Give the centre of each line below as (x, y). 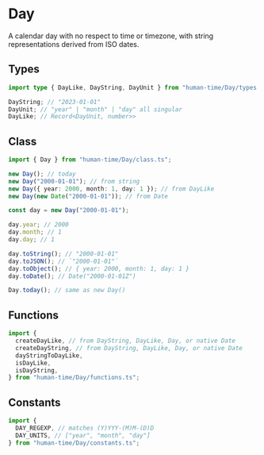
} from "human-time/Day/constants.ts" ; (74, 443)
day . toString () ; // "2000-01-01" (63, 254)
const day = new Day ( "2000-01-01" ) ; (69, 210)
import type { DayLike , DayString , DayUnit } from (94, 87)
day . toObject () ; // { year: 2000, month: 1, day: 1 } (99, 268)
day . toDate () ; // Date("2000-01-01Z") (72, 276)
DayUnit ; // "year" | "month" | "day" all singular (95, 109)
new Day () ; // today (42, 174)
